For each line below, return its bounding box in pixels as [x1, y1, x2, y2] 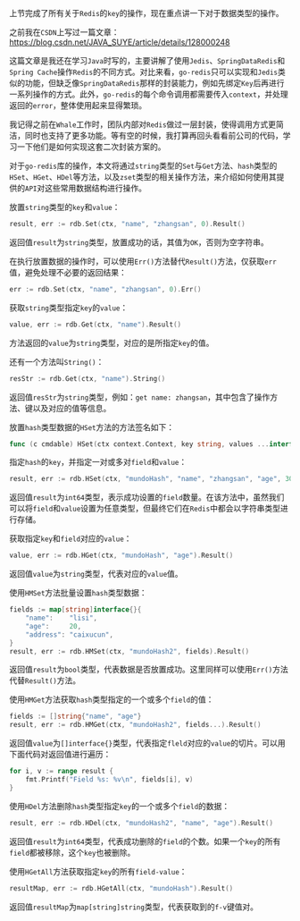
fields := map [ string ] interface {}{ [9, 605, 142, 614]
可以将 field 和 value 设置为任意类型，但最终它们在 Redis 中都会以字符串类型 [9, 503, 281, 514]
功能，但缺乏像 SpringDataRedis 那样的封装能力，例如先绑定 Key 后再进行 [24, 78, 285, 88]
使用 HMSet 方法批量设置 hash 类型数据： [9, 587, 147, 598]
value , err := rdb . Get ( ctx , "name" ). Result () [9, 320, 181, 329]
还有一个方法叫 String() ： [9, 356, 104, 367]
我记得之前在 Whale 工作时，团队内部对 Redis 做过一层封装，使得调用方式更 [9, 119, 277, 130]
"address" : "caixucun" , [25, 629, 114, 639]
